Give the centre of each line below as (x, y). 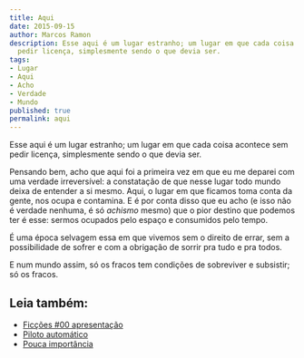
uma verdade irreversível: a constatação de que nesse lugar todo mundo (145, 181)
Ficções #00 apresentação (73, 324)
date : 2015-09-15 (42, 26)
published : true (40, 111)
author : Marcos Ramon (50, 34)
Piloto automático (55, 334)
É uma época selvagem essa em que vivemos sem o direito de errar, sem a (150, 237)
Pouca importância (58, 343)
